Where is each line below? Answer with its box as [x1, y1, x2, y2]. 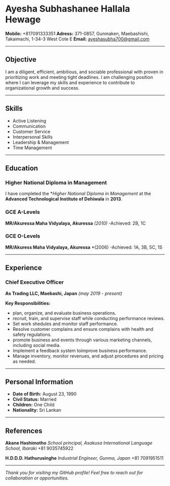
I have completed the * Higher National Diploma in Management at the [5, 191, 151, 197]
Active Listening [12, 117, 47, 124]
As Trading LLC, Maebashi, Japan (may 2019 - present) [5, 290, 122, 296]
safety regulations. [12, 331, 52, 337]
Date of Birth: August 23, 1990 [12, 391, 77, 397]
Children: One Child [12, 402, 55, 408]
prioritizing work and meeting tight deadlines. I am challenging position [5, 74, 153, 80]
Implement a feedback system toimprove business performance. [12, 347, 148, 354]
